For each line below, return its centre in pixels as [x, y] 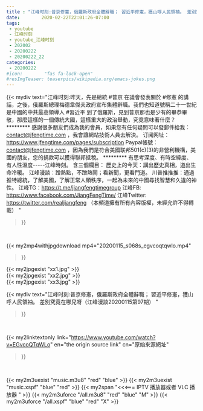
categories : [21, 62]
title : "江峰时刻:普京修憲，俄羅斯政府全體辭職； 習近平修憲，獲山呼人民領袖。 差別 [101, 12]
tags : [13, 23]
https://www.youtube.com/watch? [113, 337]
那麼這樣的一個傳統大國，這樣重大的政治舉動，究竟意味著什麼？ [96, 120]
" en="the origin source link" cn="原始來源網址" [110, 345]
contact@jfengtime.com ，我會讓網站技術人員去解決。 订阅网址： [88, 135]
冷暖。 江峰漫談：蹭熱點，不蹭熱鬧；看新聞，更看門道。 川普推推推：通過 [103, 173]
